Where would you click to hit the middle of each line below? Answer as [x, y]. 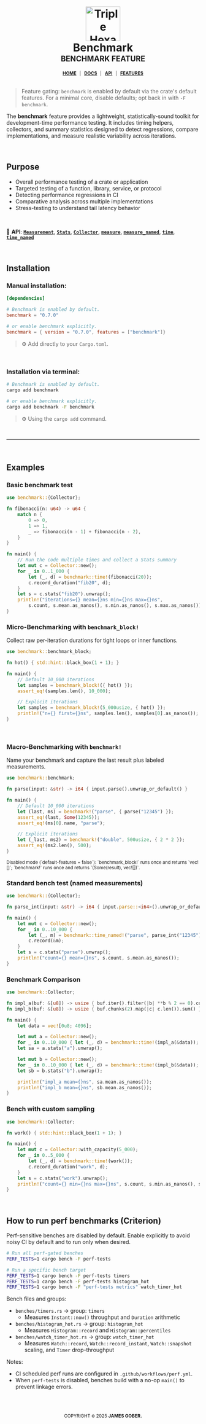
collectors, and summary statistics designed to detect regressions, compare [102, 129]
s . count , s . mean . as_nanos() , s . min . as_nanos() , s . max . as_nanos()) [115, 606]
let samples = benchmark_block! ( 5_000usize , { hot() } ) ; [92, 708]
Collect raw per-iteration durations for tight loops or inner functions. [92, 640]
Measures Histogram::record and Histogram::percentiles [97, 1331]
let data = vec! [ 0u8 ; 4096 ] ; [55, 1026]
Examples [25, 467]
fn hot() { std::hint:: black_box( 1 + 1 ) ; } [63, 663]
